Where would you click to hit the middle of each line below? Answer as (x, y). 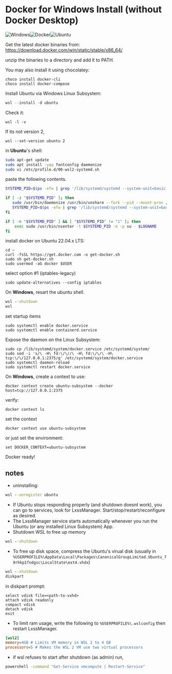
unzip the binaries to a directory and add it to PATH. (60, 60)
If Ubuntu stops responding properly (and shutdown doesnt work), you (87, 504)
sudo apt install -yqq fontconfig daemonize (53, 165)
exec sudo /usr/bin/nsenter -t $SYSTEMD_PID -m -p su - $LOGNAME (86, 226)
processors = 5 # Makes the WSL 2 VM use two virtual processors (74, 648)
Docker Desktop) (42, 20)
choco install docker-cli (33, 79)
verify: (12, 400)
